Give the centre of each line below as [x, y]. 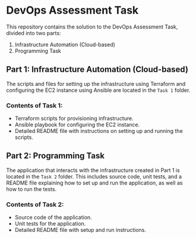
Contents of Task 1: [34, 106]
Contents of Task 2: [35, 204]
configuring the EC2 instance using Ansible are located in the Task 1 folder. [98, 90]
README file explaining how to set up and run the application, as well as [94, 183]
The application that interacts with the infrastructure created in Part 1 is [93, 170]
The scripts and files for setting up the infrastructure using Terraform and [96, 84]
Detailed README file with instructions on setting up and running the [99, 131]
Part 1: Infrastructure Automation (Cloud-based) [97, 70]
